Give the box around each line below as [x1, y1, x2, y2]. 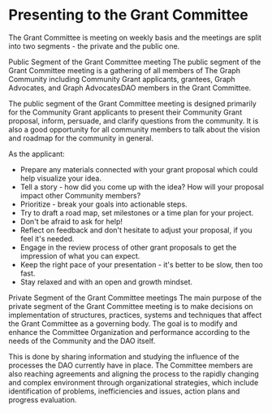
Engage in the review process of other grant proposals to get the [19, 242, 237, 252]
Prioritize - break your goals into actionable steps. [19, 199, 188, 209]
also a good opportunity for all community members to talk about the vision [8, 124, 261, 134]
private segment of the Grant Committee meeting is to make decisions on [8, 301, 253, 311]
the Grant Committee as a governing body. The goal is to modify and [8, 319, 238, 328]
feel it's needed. [19, 233, 75, 243]
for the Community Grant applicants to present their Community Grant [8, 107, 242, 117]
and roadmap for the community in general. [8, 133, 154, 143]
